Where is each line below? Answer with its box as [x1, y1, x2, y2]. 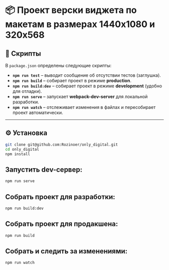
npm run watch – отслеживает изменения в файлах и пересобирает [12, 104, 156, 110]
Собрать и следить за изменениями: [5, 247, 128, 255]
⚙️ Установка [5, 129, 48, 138]
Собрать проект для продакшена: [5, 220, 118, 228]
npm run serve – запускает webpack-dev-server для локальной [12, 94, 148, 99]
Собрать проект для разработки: [5, 192, 116, 201]
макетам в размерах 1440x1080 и [5, 19, 155, 30]
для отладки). [12, 88, 42, 94]
